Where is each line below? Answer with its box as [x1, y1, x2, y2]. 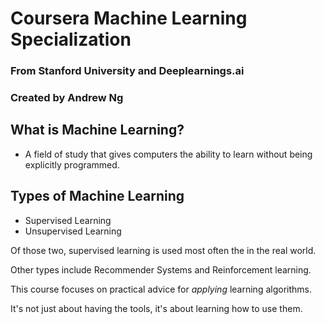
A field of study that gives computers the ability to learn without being [24, 148, 313, 160]
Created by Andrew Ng [10, 91, 124, 105]
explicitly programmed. [24, 158, 120, 171]
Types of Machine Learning [10, 188, 185, 205]
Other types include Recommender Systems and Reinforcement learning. [10, 263, 312, 276]
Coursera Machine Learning [10, 7, 248, 30]
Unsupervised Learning [24, 225, 122, 237]
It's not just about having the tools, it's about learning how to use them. [10, 302, 303, 314]
